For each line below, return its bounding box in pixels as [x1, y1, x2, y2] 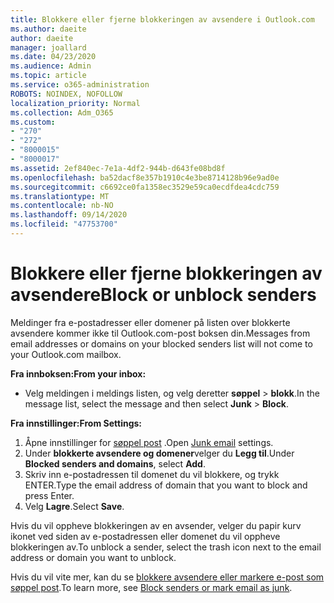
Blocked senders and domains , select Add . [24, 457, 206, 470]
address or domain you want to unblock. [10, 551, 177, 563]
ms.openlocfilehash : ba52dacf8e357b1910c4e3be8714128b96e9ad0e [10, 172, 280, 183]
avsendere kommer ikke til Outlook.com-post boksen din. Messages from [10, 327, 311, 339]
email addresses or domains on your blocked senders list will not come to [10, 337, 313, 350]
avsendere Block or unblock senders [10, 284, 317, 306]
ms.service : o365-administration [10, 80, 150, 90]
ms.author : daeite [10, 24, 87, 34]
